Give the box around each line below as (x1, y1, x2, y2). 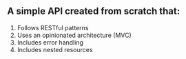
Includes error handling (17, 38, 84, 47)
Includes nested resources (17, 45, 93, 54)
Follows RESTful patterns (17, 23, 89, 32)
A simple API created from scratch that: (7, 5, 180, 17)
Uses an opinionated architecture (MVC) (17, 31, 132, 39)
